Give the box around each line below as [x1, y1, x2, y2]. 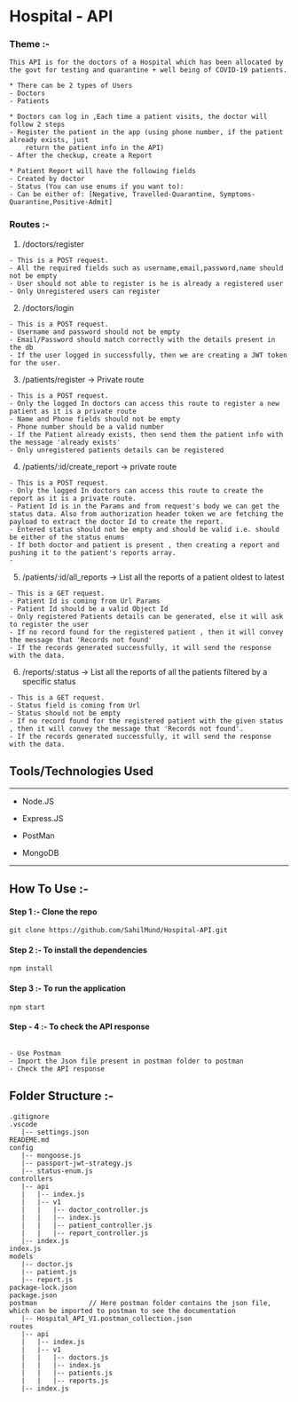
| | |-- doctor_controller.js [20, 1205, 149, 1214]
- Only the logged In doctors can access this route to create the [9, 486, 264, 495]
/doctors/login [21, 302, 74, 313]
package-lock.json [9, 1283, 77, 1292]
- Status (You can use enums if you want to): [9, 182, 184, 192]
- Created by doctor [9, 175, 86, 184]
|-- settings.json [20, 1128, 90, 1137]
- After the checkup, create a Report [9, 151, 153, 161]
